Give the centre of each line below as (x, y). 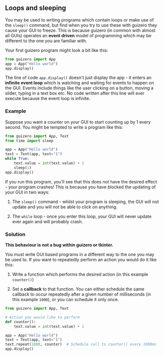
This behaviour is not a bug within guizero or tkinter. (59, 245)
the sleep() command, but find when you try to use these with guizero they (81, 25)
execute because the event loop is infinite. (48, 99)
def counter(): (21, 322)
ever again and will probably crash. (47, 221)
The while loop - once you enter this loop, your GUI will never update (82, 216)
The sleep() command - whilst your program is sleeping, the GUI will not (85, 202)
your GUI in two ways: (27, 192)
